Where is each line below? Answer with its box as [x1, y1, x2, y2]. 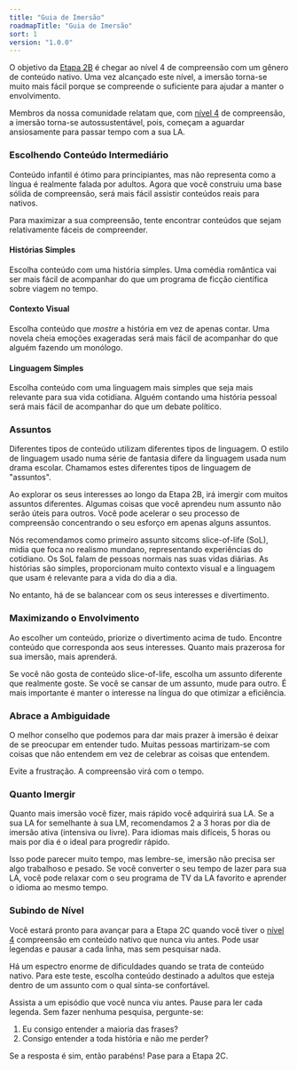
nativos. [9, 197, 38, 208]
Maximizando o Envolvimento [9, 612, 140, 624]
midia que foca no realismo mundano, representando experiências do [9, 544, 263, 555]
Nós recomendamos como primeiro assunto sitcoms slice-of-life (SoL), [9, 535, 269, 545]
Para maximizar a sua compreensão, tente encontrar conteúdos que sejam [9, 214, 282, 225]
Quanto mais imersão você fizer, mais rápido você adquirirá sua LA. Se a [9, 809, 275, 819]
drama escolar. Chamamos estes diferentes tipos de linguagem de [9, 463, 251, 473]
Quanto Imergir [9, 788, 76, 800]
